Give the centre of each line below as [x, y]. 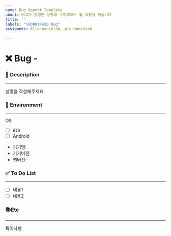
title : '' [16, 19]
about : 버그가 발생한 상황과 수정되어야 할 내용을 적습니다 [59, 15]
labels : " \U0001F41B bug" [33, 24]
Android [21, 136]
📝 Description [22, 75]
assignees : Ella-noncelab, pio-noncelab [49, 29]
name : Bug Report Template [34, 10]
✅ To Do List [21, 173]
